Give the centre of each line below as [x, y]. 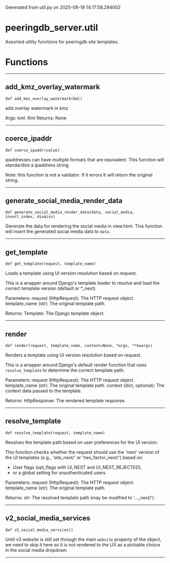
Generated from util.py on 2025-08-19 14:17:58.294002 [63, 7]
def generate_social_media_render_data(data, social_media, [70, 212]
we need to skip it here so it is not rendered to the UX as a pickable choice [83, 545]
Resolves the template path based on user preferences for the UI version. [82, 442]
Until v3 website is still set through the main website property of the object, [83, 539]
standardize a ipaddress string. [37, 165]
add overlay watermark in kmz [37, 108]
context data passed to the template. [44, 391]
